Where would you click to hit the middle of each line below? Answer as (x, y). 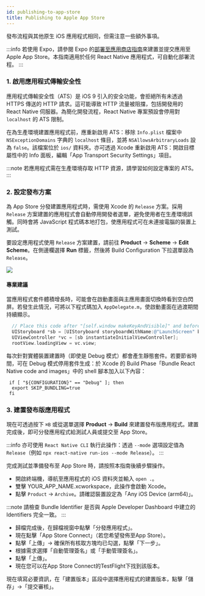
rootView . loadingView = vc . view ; (54, 343)
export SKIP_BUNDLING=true (46, 388)
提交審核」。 (42, 587)
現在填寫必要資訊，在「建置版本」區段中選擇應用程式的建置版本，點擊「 (97, 579)
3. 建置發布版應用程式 (38, 410)
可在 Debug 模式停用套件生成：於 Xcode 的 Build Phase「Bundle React (106, 363)
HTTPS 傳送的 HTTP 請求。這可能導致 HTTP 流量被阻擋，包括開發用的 (95, 104)
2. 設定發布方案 (29, 192)
